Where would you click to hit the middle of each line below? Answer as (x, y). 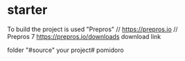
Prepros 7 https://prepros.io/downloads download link (84, 36)
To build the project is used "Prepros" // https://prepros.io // (92, 29)
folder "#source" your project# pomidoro (65, 50)
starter (27, 10)
